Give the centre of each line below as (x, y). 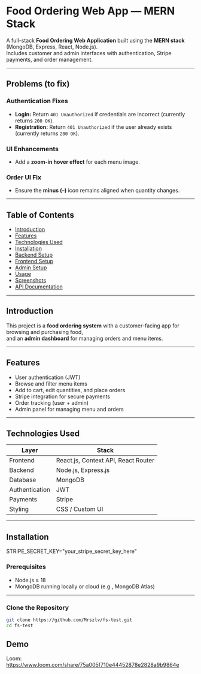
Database (23, 480)
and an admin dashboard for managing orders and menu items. (85, 338)
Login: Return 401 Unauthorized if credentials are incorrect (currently (100, 114)
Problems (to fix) (38, 84)
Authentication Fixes (37, 101)
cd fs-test (20, 625)
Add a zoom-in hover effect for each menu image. (77, 162)
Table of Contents (40, 215)
